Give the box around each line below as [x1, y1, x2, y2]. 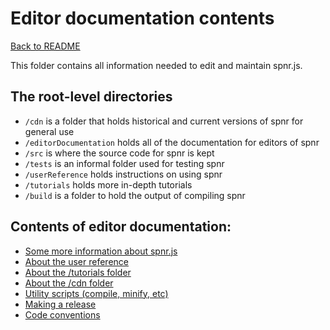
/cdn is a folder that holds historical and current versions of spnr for [24, 115, 304, 127]
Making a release [24, 298, 97, 310]
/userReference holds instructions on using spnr [24, 168, 223, 180]
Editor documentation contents [10, 7, 275, 30]
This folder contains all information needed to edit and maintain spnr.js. [10, 59, 303, 71]
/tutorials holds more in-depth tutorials [24, 178, 193, 191]
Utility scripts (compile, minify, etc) [24, 287, 169, 299]
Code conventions [24, 308, 101, 321]
